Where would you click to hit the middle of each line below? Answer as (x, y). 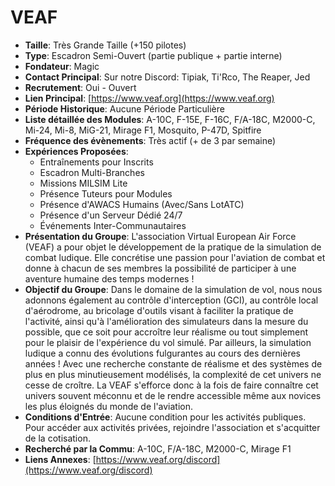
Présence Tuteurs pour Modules (106, 193)
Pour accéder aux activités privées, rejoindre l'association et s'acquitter (172, 427)
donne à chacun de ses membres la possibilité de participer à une (160, 268)
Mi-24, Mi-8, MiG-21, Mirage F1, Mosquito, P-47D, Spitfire (143, 130)
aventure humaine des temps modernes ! (109, 278)
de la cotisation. (57, 438)
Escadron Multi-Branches (92, 172)
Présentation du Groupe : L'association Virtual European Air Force (160, 236)
